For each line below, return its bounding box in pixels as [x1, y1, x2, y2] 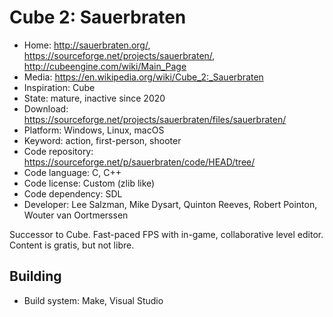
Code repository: [23, 145, 94, 157]
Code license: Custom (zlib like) [23, 177, 156, 189]
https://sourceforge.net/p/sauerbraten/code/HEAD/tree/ [23, 156, 256, 168]
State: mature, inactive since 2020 [23, 92, 166, 104]
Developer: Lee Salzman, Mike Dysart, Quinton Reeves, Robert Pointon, [23, 198, 318, 210]
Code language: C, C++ [23, 166, 122, 178]
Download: [23, 102, 69, 115]
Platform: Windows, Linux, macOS [23, 124, 165, 136]
